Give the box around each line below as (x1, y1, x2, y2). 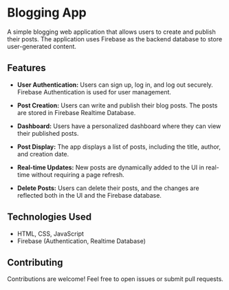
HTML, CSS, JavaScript (17, 229, 85, 238)
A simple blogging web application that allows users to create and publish (7, 28, 216, 36)
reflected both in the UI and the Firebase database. (17, 191, 162, 199)
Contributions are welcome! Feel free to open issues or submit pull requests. (7, 275, 223, 283)
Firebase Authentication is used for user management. (17, 87, 172, 96)
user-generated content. (7, 42, 77, 50)
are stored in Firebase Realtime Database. (17, 108, 136, 116)
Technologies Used (7, 211, 91, 223)
